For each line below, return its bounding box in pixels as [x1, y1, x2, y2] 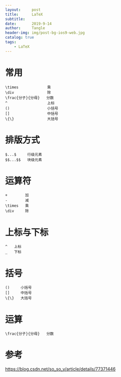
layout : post [5, 7, 41, 12]
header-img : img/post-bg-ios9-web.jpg [5, 30, 85, 35]
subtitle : [5, 16, 26, 21]
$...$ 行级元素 [5, 152, 42, 157]
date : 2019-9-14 [5, 21, 52, 26]
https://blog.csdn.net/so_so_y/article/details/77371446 [5, 366, 116, 372]
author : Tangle [5, 26, 45, 31]
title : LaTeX [5, 12, 43, 17]
